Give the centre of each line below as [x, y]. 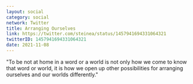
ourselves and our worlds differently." [52, 74]
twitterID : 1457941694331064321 [46, 39]
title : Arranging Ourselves [41, 28]
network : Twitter [28, 23]
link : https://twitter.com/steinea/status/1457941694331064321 [86, 34]
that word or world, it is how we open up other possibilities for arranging [95, 68]
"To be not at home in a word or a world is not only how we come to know [97, 62]
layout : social [25, 12]
